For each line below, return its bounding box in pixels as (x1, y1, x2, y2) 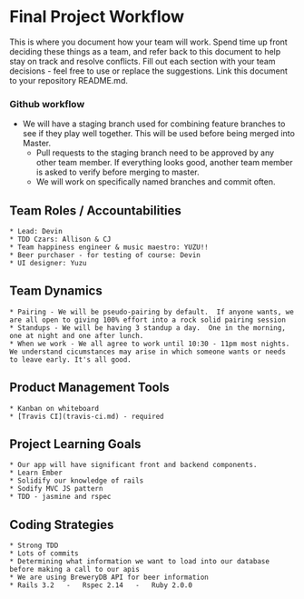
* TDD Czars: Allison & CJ (9, 235, 112, 245)
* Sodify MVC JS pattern (9, 484, 103, 494)
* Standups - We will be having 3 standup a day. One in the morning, (9, 323, 286, 333)
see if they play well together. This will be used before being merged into (22, 128, 295, 139)
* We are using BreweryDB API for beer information (9, 573, 209, 583)
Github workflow (9, 97, 85, 110)
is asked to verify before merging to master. (35, 166, 200, 178)
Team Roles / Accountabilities (9, 203, 181, 218)
